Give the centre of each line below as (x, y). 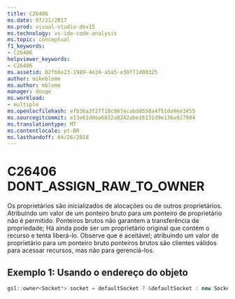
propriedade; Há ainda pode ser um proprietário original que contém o (108, 228)
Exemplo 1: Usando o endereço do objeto (98, 272)
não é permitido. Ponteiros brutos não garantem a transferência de (103, 221)
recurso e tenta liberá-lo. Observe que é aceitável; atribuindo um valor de (113, 235)
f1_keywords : (26, 46)
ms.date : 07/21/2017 (37, 20)
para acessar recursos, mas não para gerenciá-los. (81, 250)
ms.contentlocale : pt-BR (43, 131)
